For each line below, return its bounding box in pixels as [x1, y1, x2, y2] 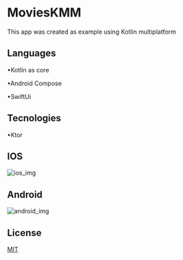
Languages [7, 47, 56, 59]
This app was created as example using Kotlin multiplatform [7, 28, 177, 36]
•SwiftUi [7, 92, 31, 100]
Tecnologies [7, 112, 61, 124]
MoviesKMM [7, 5, 81, 21]
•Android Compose [7, 79, 62, 87]
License [7, 227, 42, 239]
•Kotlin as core [7, 65, 50, 74]
